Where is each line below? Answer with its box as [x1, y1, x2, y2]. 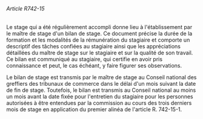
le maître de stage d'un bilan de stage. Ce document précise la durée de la [6, 30, 193, 37]
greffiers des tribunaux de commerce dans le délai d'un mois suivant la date [6, 80, 196, 88]
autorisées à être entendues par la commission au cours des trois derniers [6, 100, 192, 107]
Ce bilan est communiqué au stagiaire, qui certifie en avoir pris [6, 56, 162, 63]
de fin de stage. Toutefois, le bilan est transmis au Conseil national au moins [6, 86, 196, 94]
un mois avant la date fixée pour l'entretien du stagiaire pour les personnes [6, 93, 193, 100]
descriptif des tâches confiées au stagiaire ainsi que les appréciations [6, 43, 181, 50]
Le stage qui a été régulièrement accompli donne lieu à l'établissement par [6, 24, 193, 31]
